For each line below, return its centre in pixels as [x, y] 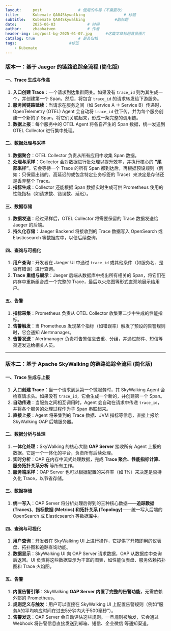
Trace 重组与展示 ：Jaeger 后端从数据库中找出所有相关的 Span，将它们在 [89, 275]
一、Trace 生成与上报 [28, 377]
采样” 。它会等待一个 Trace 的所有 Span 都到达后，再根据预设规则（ [88, 168]
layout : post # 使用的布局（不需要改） [65, 10]
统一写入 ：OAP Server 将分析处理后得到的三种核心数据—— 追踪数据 [83, 503]
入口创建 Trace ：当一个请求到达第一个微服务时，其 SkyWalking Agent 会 [89, 389]
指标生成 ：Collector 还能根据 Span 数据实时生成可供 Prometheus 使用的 [88, 187]
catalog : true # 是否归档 [52, 39]
